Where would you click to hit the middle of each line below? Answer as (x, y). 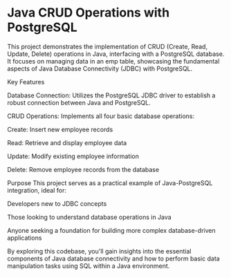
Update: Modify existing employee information (73, 156)
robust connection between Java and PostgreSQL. (79, 102)
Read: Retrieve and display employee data (67, 142)
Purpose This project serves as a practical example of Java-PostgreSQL (110, 183)
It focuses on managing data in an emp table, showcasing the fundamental (113, 61)
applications (25, 238)
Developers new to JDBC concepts (57, 203)
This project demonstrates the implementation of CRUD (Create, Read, (108, 46)
